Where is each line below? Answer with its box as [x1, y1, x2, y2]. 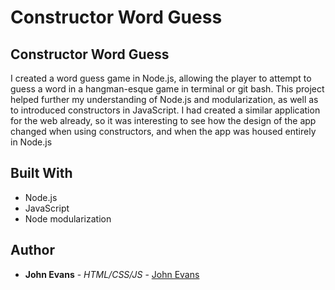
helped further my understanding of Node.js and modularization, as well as [10, 94, 319, 105]
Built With [10, 165, 73, 182]
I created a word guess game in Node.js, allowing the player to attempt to [10, 72, 312, 84]
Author [10, 242, 55, 259]
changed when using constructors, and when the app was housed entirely [10, 126, 317, 137]
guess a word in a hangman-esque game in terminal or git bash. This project [10, 83, 325, 95]
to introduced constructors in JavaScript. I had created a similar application [10, 104, 321, 116]
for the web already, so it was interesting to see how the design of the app [10, 115, 317, 126]
